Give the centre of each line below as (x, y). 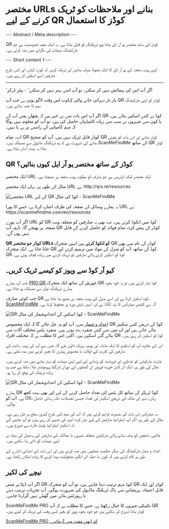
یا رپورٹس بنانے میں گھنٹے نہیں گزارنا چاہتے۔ (46, 495)
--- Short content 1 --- (29, 60)
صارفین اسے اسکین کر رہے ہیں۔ (31, 75)
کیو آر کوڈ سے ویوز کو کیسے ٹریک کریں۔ (60, 271)
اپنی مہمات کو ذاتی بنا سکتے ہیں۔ (33, 440)
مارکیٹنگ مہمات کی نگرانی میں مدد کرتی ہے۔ (42, 50)
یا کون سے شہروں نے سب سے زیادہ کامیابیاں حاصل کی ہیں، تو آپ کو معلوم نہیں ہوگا (84, 121)
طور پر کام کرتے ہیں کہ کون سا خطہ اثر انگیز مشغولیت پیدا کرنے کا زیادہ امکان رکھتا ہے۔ (75, 456)
